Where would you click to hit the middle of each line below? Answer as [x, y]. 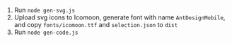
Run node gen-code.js [46, 32]
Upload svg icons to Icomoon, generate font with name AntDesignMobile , [120, 17]
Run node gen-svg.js [45, 10]
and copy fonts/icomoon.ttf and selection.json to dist [96, 25]
